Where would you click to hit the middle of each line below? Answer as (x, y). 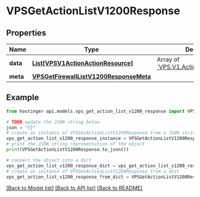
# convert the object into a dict (49, 160)
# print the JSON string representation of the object (76, 144)
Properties (26, 33)
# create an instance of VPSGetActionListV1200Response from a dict (93, 171)
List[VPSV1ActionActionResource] (82, 63)
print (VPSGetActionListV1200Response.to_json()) (68, 150)
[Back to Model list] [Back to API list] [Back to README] (74, 188)
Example (23, 98)
